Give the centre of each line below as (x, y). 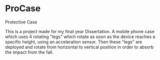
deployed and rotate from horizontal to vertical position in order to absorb (80, 47)
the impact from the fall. (29, 52)
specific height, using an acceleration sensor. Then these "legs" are (74, 41)
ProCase (23, 9)
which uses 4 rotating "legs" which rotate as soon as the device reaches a (80, 37)
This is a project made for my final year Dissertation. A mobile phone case (80, 31)
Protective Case (21, 22)
